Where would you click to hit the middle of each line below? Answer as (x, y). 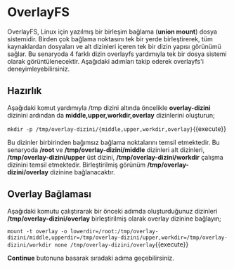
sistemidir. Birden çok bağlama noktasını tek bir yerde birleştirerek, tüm (110, 39)
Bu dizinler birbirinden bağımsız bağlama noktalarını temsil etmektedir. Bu (113, 142)
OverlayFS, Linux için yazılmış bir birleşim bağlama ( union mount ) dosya (112, 32)
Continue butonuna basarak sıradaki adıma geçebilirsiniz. (91, 258)
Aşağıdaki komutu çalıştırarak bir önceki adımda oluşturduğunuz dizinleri (112, 211)
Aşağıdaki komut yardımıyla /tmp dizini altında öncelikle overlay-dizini (109, 108)
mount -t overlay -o (38, 231)
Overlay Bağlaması (49, 194)
